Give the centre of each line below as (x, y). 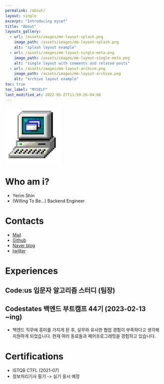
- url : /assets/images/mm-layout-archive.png (58, 68)
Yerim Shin (23, 195)
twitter (19, 251)
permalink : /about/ (25, 10)
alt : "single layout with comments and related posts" (72, 63)
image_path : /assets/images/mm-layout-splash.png (67, 42)
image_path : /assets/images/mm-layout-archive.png (68, 74)
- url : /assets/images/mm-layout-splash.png (56, 37)
